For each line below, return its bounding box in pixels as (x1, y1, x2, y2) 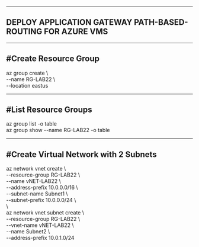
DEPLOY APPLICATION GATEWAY (6, 17, 133, 27)
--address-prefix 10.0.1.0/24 (6, 235, 75, 242)
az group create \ (6, 69, 49, 76)
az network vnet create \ (6, 165, 66, 172)
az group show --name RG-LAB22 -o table (6, 127, 110, 134)
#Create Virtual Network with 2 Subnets (6, 149, 157, 159)
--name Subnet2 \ (6, 228, 50, 235)
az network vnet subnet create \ (6, 209, 85, 216)
